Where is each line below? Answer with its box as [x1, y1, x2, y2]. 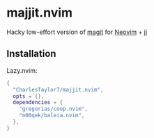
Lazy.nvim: [6, 66, 38, 74]
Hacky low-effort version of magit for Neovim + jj [6, 28, 148, 36]
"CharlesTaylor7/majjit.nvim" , [13, 86, 104, 93]
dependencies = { [13, 99, 63, 106]
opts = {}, [13, 92, 45, 100]
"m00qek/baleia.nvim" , [19, 112, 85, 119]
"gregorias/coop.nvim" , [19, 105, 88, 112]
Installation [6, 48, 56, 60]
